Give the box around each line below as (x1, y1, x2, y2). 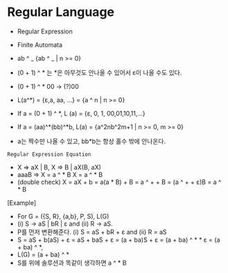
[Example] (7, 199, 37, 207)
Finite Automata (17, 40, 63, 49)
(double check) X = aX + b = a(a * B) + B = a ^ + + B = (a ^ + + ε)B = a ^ (17, 178, 222, 186)
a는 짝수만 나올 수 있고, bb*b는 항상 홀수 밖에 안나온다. (17, 137, 166, 145)
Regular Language (7, 4, 114, 20)
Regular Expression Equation (7, 151, 91, 158)
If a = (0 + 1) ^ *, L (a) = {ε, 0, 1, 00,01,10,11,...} (17, 109, 146, 117)
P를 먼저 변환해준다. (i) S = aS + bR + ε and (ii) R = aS (17, 227, 168, 236)
